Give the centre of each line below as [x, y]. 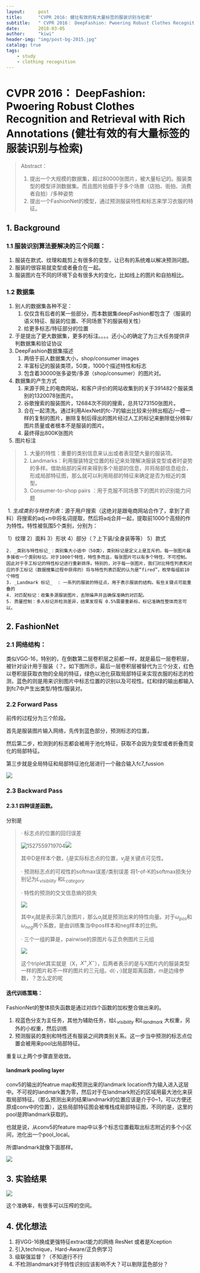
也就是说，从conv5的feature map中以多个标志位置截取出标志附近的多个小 [96, 1127]
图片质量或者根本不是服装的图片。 [65, 426]
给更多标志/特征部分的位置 [56, 329]
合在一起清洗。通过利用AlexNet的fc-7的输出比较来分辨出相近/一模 [104, 411]
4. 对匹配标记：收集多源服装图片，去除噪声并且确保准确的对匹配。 [77, 595]
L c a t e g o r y [74, 880]
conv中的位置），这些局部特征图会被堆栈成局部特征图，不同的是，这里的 [105, 1107]
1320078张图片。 [55, 396]
